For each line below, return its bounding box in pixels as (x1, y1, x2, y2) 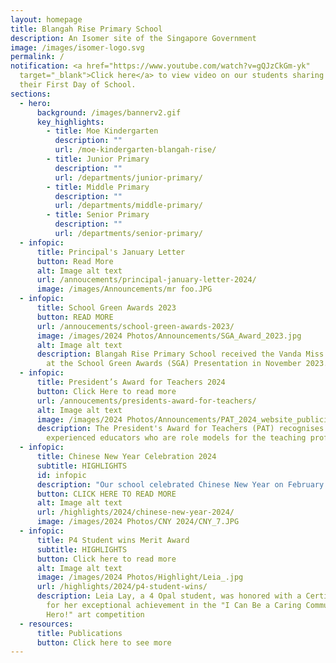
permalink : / (10, 52, 65, 62)
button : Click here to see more (36, 637, 172, 648)
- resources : (19, 619, 74, 629)
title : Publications (36, 628, 123, 638)
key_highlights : (36, 117, 105, 127)
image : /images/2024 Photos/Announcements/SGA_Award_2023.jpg (36, 331, 302, 341)
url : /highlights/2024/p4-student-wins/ (36, 582, 208, 592)
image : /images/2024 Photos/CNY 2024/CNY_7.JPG (36, 517, 240, 527)
